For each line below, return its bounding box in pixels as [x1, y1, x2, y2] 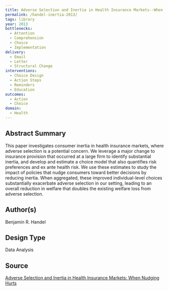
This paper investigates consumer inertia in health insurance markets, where [5, 142, 164, 149]
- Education [10, 87, 35, 92]
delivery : [5, 49, 26, 54]
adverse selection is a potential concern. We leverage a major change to [5, 148, 155, 154]
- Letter [10, 59, 28, 64]
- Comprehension [10, 36, 44, 41]
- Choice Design [10, 73, 44, 78]
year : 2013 [5, 21, 28, 27]
